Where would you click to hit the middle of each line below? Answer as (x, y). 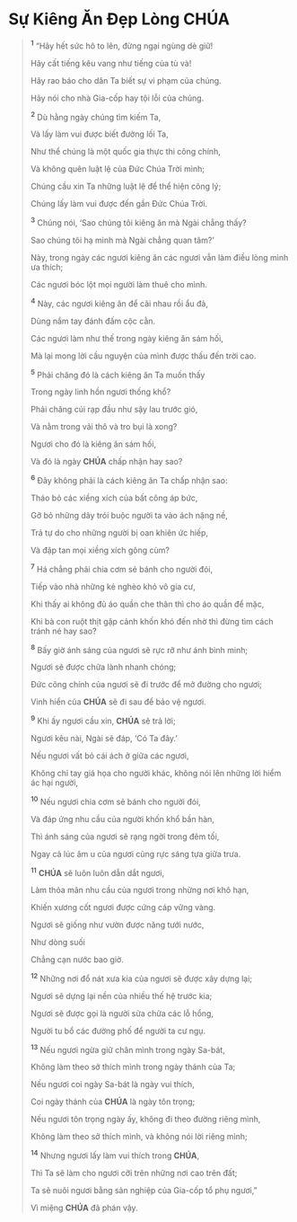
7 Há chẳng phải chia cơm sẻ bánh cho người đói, (121, 568)
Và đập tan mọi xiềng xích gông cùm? (100, 550)
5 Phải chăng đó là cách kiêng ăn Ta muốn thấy (118, 374)
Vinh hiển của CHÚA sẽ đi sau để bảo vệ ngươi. (118, 702)
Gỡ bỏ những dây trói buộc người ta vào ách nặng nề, (129, 515)
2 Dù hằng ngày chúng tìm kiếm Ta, (96, 116)
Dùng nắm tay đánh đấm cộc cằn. (93, 321)
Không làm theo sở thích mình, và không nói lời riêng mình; (139, 1137)
